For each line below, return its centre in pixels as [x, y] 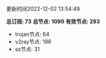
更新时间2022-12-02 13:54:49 [43, 9]
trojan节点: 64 [32, 34]
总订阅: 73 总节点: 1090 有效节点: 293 [53, 22]
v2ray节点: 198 [33, 42]
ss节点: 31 [27, 49]
